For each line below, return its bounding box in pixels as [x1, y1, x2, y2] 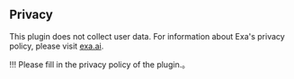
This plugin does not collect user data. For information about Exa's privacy [9, 31, 285, 41]
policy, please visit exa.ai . [9, 40, 104, 51]
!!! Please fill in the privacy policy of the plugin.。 [9, 58, 191, 70]
